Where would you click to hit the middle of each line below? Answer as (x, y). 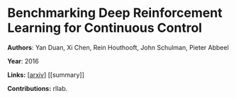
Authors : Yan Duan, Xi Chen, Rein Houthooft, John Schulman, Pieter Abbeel (118, 47)
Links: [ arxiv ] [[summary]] (46, 75)
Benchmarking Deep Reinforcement (115, 13)
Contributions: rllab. (38, 88)
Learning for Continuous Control (105, 28)
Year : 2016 (23, 61)
